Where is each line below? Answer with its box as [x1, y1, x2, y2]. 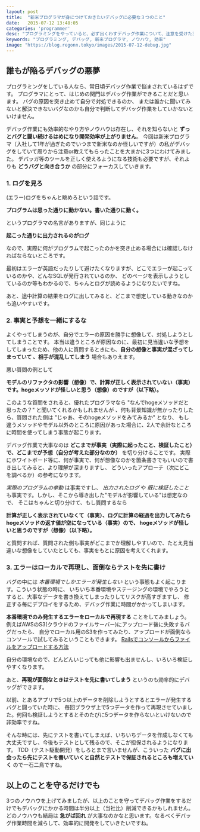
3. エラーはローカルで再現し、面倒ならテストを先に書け [6, 563, 166, 571]
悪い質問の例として [6, 366, 54, 374]
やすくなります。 [6, 663, 48, 670]
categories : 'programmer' [6, 25, 70, 32]
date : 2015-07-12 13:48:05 [6, 20, 79, 26]
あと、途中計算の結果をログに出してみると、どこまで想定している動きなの [6, 292, 188, 299]
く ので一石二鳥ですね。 [6, 761, 65, 768]
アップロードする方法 [16, 643, 69, 650]
